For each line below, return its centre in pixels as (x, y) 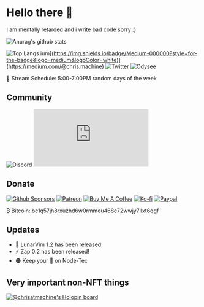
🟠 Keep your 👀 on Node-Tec (51, 261)
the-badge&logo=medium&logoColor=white (62, 60)
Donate (21, 184)
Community (29, 98)
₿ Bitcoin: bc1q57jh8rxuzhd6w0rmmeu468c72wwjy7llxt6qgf (83, 211)
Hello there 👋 (40, 13)
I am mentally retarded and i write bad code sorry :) (71, 29)
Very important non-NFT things (68, 282)
